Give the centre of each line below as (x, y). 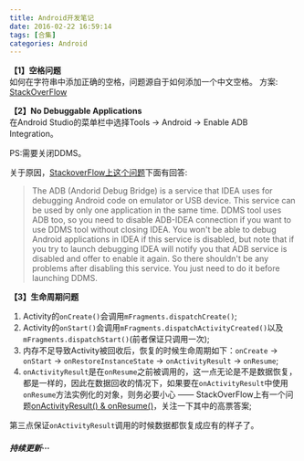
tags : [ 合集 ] (33, 35)
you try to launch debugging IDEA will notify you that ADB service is (159, 249)
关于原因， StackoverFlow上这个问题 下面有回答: (99, 173)
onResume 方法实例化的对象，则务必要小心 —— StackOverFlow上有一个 (154, 394)
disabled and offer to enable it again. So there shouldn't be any (150, 259)
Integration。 (34, 134)
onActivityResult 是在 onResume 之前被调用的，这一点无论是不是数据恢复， (160, 372)
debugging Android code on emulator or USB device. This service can (163, 201)
